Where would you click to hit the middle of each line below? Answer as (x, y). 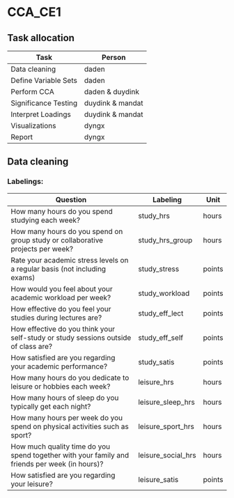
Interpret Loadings (41, 114)
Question (71, 199)
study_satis (156, 361)
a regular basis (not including (58, 269)
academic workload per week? (61, 297)
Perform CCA (32, 92)
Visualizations (33, 126)
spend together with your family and (70, 455)
